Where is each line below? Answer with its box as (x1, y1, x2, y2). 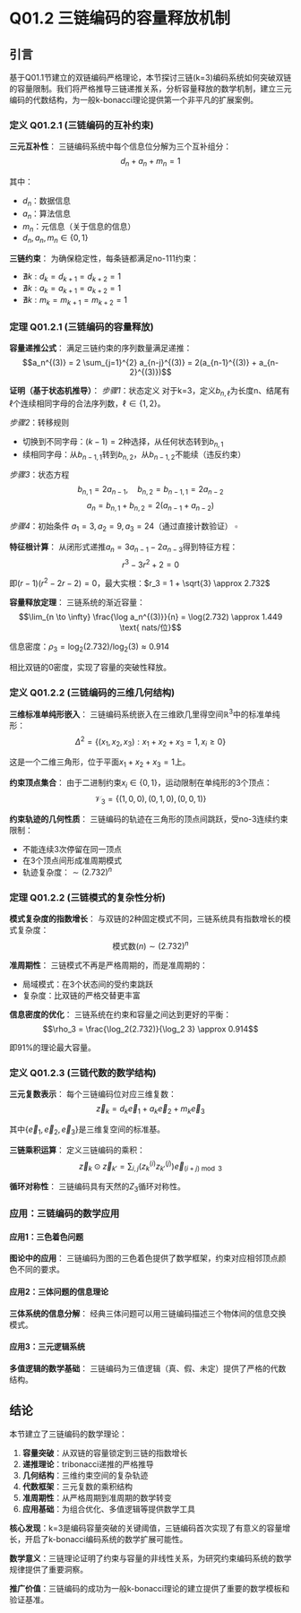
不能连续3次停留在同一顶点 (21, 844, 123, 855)
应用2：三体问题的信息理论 (9, 1286, 109, 1297)
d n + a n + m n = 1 (120, 156, 181, 168)
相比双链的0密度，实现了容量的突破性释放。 (9, 661, 172, 672)
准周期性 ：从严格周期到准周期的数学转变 (21, 1492, 172, 1503)
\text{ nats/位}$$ (119, 622, 182, 633)
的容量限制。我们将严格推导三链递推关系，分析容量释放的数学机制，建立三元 (9, 83, 292, 94)
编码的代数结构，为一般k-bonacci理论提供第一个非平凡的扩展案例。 (9, 95, 258, 105)
